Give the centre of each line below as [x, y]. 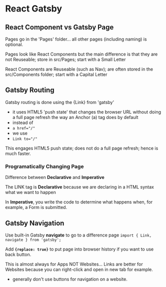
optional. [14, 44]
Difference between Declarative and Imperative [55, 177]
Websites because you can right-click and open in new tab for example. [79, 269]
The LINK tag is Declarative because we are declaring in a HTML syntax [79, 187]
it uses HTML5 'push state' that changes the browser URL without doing [87, 112]
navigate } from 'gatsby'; [33, 240]
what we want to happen [31, 192]
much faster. [18, 153]
